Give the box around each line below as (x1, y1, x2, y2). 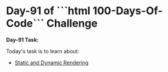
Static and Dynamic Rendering (14, 59, 89, 66)
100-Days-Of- (92, 4, 163, 18)
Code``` (6, 17, 44, 30)
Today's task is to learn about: (6, 47, 80, 54)
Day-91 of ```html (6, 4, 91, 18)
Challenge (46, 17, 98, 30)
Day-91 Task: (6, 36, 39, 43)
